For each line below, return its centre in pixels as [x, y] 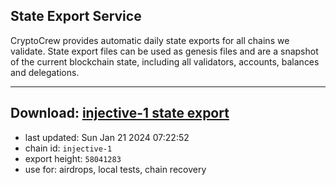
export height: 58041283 [73, 158]
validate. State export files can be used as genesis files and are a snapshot [164, 51]
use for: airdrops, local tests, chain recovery [115, 169]
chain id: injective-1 [68, 148]
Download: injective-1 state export [120, 113]
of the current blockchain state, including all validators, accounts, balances [165, 61]
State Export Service [76, 16]
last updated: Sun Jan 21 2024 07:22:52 [107, 137]
